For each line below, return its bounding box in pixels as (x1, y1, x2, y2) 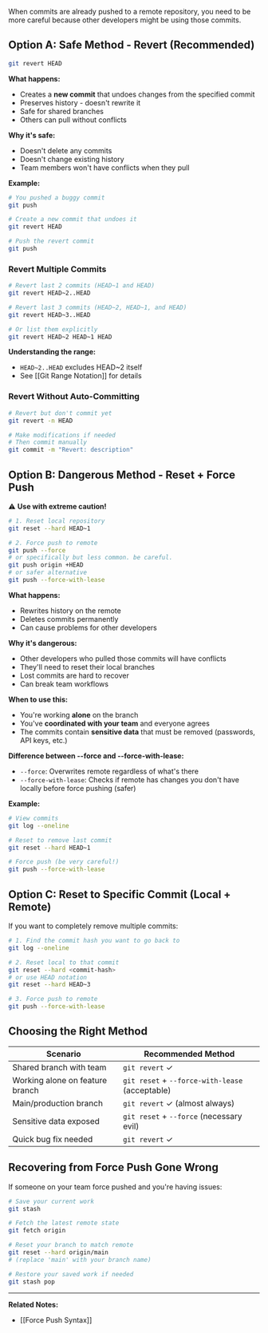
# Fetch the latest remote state (8, 1219, 120, 1228)
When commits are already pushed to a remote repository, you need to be (8, 7, 251, 16)
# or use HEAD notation (8, 973, 88, 981)
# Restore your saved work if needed (8, 1270, 134, 1278)
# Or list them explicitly (8, 325, 98, 334)
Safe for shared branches (19, 106, 104, 116)
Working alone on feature (12, 1074, 108, 1086)
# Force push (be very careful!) (8, 858, 120, 866)
